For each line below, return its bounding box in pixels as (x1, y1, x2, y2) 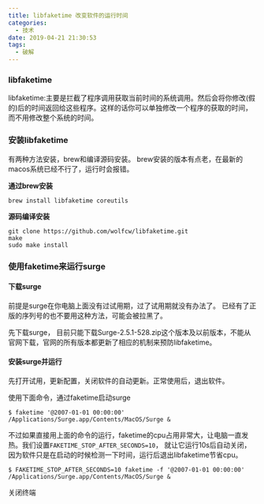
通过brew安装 (8, 181, 54, 190)
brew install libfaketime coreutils (8, 197, 128, 205)
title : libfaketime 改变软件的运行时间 (8, 11, 128, 20)
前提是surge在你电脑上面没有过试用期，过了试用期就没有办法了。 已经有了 (8, 301, 250, 310)
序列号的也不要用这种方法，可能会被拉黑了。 (21, 310, 167, 320)
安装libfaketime (8, 135, 69, 146)
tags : (8, 41, 26, 49)
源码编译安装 (8, 211, 50, 221)
